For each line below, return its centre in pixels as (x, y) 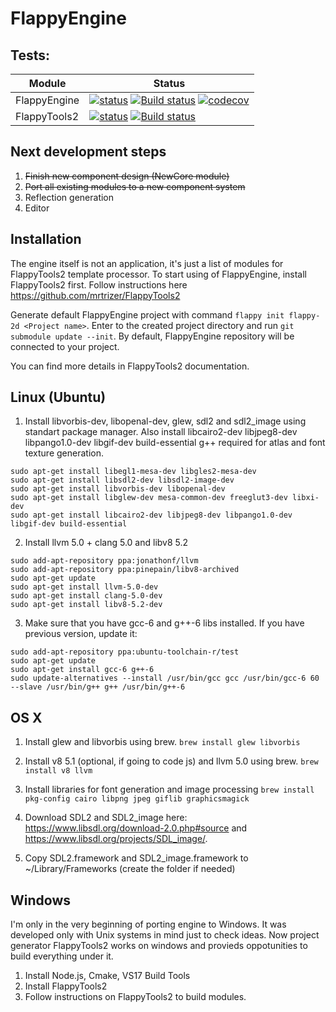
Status (169, 83)
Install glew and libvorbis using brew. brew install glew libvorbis (162, 742)
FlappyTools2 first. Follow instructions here (99, 284)
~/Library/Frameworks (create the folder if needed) (130, 869)
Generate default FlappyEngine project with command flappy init (147, 314)
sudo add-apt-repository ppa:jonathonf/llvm (104, 561)
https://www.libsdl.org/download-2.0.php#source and (136, 828)
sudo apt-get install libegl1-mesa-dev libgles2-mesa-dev (133, 472)
